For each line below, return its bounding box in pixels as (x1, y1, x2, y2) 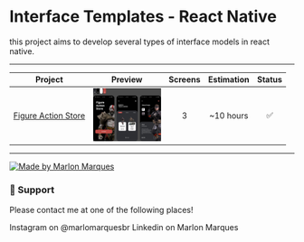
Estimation (207, 74, 250, 85)
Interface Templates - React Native (9, 6, 278, 27)
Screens (168, 74, 201, 85)
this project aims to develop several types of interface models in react (9, 36, 270, 47)
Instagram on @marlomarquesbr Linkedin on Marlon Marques (9, 221, 239, 232)
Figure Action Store (13, 110, 86, 121)
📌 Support (9, 183, 55, 196)
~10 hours (209, 110, 249, 121)
